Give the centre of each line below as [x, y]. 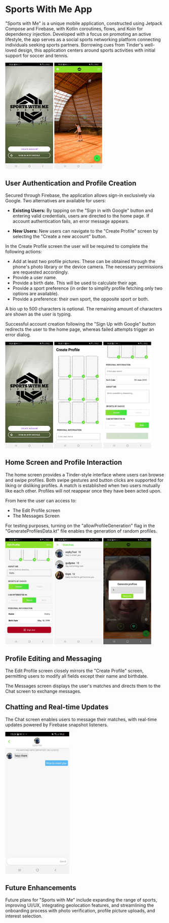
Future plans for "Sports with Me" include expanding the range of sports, [81, 900]
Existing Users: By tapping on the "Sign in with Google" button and [83, 210]
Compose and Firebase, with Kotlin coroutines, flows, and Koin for [74, 28]
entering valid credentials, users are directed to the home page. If [81, 216]
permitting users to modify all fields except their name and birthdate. [77, 676]
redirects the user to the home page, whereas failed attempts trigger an [80, 329]
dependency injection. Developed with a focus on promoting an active [78, 34]
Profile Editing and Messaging [54, 658]
